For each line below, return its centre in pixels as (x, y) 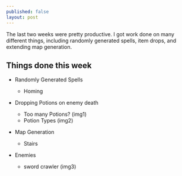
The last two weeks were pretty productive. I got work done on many (90, 34)
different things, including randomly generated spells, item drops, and (91, 40)
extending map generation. (39, 47)
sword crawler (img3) (50, 166)
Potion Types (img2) (48, 121)
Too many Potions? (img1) (55, 114)
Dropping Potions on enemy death (57, 103)
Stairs (31, 144)
